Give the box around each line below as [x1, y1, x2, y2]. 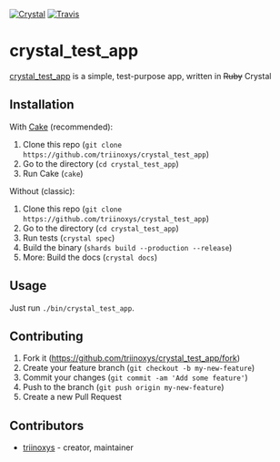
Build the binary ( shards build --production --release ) [22, 241, 233, 252]
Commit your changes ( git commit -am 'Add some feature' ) [22, 372, 248, 383]
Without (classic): [9, 185, 75, 196]
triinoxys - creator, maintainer [22, 442, 134, 453]
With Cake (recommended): [9, 121, 114, 132]
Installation [9, 97, 75, 113]
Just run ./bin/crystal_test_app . [9, 302, 135, 313]
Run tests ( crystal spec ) [22, 232, 115, 243]
